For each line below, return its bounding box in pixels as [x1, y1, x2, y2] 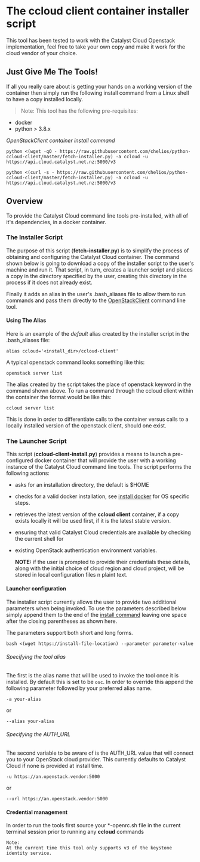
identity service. [6, 850, 52, 857]
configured [6, 457, 33, 464]
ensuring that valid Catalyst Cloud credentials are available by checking [14, 529, 191, 536]
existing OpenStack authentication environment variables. [14, 547, 157, 554]
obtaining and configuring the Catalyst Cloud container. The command [6, 253, 180, 260]
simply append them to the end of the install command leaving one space [6, 611, 187, 618]
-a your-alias [6, 696, 42, 702]
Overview [6, 196, 44, 206]
